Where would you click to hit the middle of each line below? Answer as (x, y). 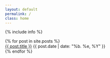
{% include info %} (24, 32)
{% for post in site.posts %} (33, 41)
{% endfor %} (19, 51)
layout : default (21, 9)
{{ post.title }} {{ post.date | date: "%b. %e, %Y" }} (55, 46)
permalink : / (18, 14)
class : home (17, 18)
